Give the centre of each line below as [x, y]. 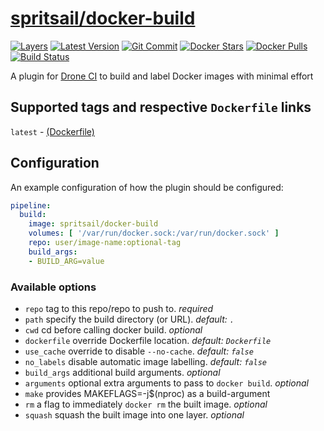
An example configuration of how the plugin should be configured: [147, 187]
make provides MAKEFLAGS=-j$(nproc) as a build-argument [147, 393]
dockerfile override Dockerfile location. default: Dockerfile [148, 340]
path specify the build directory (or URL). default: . [129, 319]
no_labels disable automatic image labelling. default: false [145, 361]
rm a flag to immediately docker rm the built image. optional [146, 404]
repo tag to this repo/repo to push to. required [119, 308]
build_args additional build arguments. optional [122, 372]
